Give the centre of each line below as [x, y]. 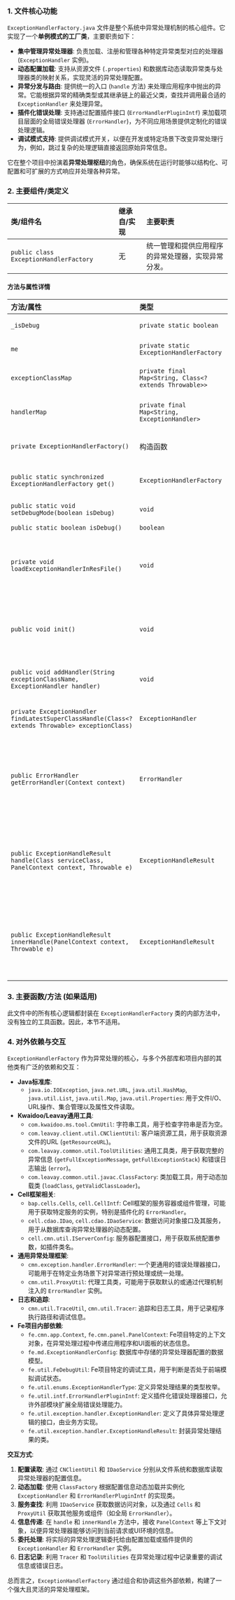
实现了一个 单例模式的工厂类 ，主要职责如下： [72, 36]
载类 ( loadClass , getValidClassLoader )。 [86, 1186]
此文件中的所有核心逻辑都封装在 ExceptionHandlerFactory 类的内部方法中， [115, 1013]
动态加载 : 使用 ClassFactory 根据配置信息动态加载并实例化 [101, 1487]
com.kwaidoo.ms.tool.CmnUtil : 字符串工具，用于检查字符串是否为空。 [127, 1124]
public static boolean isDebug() [66, 527]
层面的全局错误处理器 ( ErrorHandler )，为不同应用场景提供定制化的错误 [125, 121]
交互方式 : [21, 1454]
